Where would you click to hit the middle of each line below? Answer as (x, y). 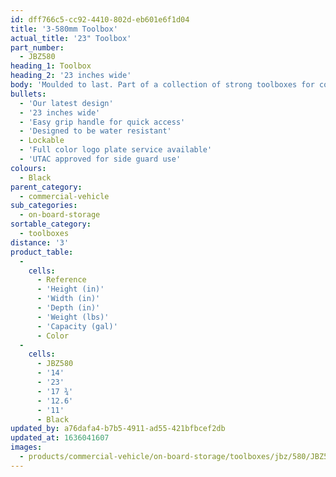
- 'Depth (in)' (68, 308)
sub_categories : (44, 206)
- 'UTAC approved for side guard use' (100, 159)
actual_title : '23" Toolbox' (71, 38)
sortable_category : (51, 224)
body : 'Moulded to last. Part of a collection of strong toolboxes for (162, 85)
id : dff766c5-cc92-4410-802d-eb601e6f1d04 (100, 19)
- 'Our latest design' (66, 103)
